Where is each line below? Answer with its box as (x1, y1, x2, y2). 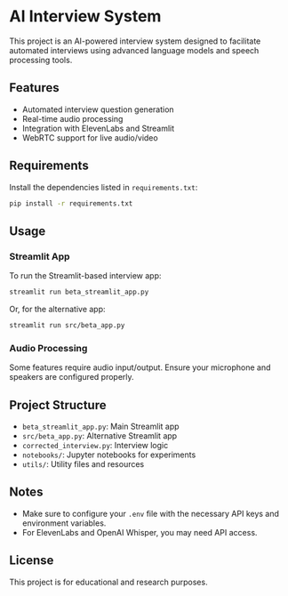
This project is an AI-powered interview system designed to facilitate (9, 36, 261, 46)
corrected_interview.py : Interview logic (21, 439, 169, 450)
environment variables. (21, 518, 107, 528)
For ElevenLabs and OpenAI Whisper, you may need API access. (21, 527, 258, 537)
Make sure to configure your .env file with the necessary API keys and (21, 508, 280, 519)
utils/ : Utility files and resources (21, 458, 145, 469)
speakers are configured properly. (9, 372, 135, 383)
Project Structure (9, 398, 107, 413)
